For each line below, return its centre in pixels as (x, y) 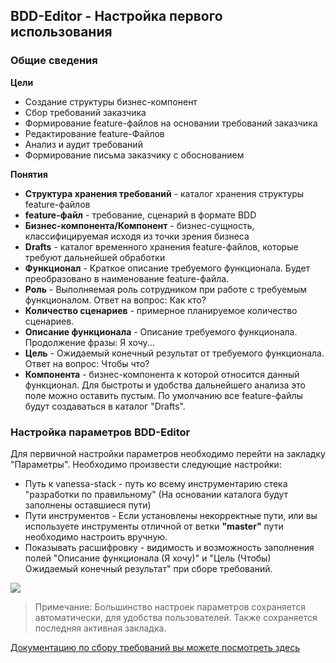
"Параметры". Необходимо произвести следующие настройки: (146, 464)
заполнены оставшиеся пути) (88, 505)
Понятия (29, 174)
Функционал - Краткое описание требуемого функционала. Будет (167, 268)
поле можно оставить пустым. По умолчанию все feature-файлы (163, 395)
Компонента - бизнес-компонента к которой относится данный (162, 374)
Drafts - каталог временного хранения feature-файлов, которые (161, 246)
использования (61, 32)
